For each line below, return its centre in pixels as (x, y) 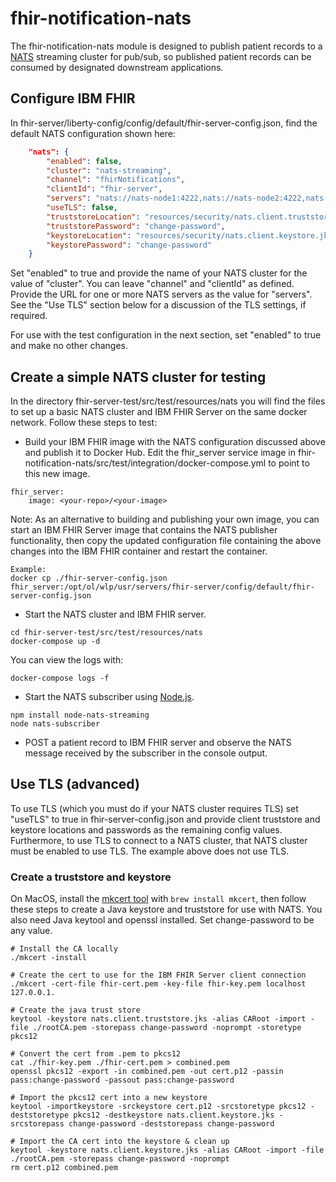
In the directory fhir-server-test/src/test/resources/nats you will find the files (168, 401)
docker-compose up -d (55, 642)
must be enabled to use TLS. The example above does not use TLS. (150, 851)
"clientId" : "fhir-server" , (104, 189)
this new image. (57, 474)
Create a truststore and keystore (91, 877)
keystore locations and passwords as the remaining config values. (146, 829)
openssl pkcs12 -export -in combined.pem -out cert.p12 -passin (147, 1072)
